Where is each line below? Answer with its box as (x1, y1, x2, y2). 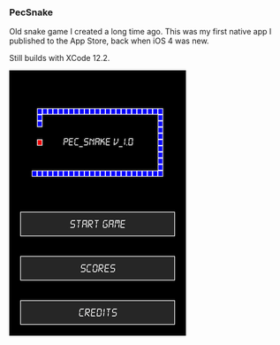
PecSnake (9, 6, 54, 19)
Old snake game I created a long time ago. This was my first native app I (9, 27, 272, 37)
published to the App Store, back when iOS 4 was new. (9, 35, 209, 46)
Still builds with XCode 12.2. (9, 53, 110, 64)
